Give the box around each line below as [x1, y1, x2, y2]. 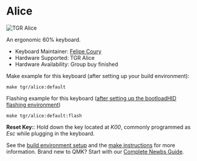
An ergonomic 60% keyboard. [6, 36, 81, 43]
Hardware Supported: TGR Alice [14, 54, 95, 61]
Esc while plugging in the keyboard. [6, 130, 95, 137]
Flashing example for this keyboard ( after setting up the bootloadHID [6, 94, 177, 102]
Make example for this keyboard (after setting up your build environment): [6, 72, 190, 79]
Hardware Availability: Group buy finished [14, 61, 119, 68]
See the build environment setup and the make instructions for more [6, 141, 176, 149]
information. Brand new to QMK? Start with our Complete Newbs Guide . [6, 148, 184, 155]
